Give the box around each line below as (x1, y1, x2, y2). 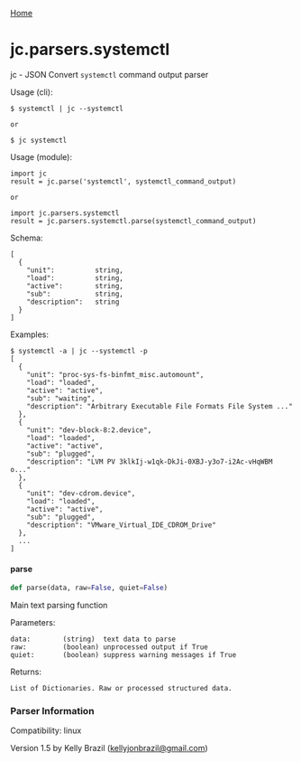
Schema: (10, 232, 43, 243)
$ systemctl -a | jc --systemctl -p (10, 346, 148, 355)
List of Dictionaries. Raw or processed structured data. (10, 684, 233, 693)
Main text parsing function (10, 600, 108, 611)
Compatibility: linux (10, 725, 82, 736)
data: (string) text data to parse (10, 635, 177, 644)
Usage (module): (10, 151, 73, 162)
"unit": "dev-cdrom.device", (26, 488, 136, 498)
